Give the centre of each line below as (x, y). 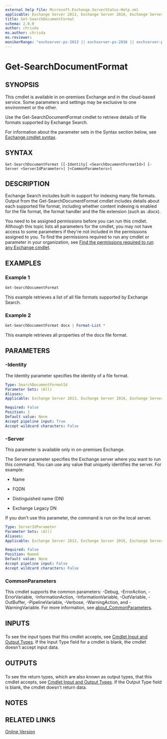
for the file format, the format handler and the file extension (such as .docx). (83, 212)
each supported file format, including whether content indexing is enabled (81, 206)
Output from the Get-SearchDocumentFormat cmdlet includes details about (83, 201)
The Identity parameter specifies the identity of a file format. (67, 375)
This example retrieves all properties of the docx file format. (66, 335)
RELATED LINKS (30, 720)
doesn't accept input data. (32, 647)
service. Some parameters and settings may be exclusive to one (71, 102)
